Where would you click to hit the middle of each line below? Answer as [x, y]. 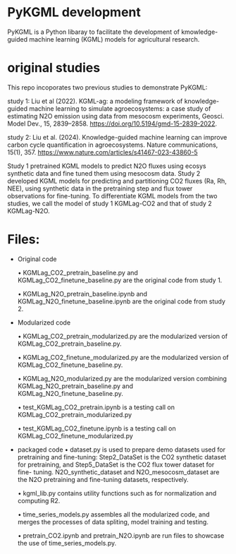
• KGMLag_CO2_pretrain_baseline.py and [78, 272]
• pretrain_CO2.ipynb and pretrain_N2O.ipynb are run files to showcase [121, 535]
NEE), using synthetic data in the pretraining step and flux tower [100, 188]
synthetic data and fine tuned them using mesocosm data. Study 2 [104, 173]
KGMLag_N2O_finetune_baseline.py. [70, 393]
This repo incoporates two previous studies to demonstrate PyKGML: [107, 87]
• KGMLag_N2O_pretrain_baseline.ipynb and [82, 294]
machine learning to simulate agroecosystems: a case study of [120, 108]
